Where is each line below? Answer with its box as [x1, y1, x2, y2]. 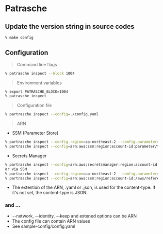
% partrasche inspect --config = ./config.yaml [5, 112, 98, 117]
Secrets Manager [12, 153, 47, 159]
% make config [5, 35, 34, 40]
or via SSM [5, 166, 27, 172]
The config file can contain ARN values [12, 218, 91, 224]
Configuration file [16, 103, 52, 108]
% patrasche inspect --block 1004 [5, 71, 75, 76]
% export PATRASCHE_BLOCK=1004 [5, 89, 68, 94]
